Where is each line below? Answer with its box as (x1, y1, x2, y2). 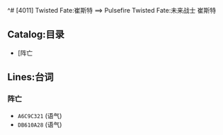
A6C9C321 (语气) (17, 111, 62, 120)
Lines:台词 (7, 71, 54, 83)
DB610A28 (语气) (17, 120, 62, 129)
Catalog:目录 (7, 29, 65, 41)
